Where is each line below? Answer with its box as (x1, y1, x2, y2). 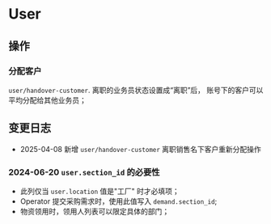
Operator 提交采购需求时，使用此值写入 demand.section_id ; (19, 196, 218, 206)
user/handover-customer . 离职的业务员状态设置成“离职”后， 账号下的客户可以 (8, 85, 264, 95)
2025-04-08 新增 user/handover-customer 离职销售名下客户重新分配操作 (19, 144, 261, 154)
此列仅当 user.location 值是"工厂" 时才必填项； (19, 186, 180, 196)
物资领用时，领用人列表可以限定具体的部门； (19, 206, 170, 216)
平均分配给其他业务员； (8, 95, 87, 105)
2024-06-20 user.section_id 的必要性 (8, 167, 160, 178)
